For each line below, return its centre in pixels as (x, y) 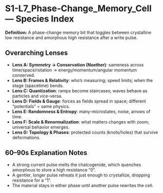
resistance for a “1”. (31, 180)
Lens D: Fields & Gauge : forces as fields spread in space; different (79, 101)
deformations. (26, 137)
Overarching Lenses (37, 53)
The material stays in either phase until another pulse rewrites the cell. (83, 185)
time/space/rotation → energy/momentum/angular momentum (75, 70)
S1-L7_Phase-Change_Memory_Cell (78, 9)
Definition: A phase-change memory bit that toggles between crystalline (78, 32)
